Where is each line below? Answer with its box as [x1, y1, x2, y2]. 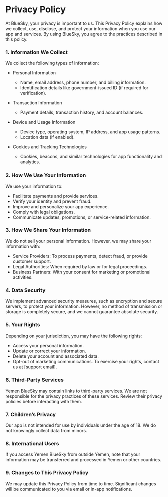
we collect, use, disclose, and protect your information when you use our [5, 25, 156, 31]
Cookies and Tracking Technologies [12, 144, 87, 150]
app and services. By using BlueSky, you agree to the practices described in [5, 31, 163, 37]
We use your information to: [5, 183, 63, 189]
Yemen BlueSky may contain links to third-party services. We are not [5, 388, 147, 394]
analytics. [20, 159, 40, 165]
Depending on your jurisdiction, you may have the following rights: [5, 333, 142, 339]
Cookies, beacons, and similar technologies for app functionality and [20, 154, 162, 160]
